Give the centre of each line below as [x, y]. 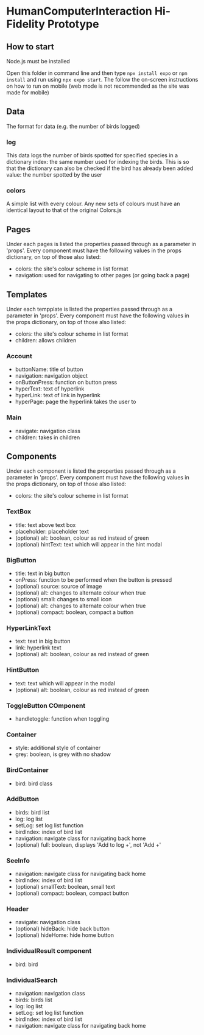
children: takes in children [47, 437]
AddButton [23, 799]
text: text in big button [43, 641]
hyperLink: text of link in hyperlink [58, 395]
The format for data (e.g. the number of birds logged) [73, 126]
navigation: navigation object [51, 376]
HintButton [23, 670]
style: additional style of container [58, 748]
